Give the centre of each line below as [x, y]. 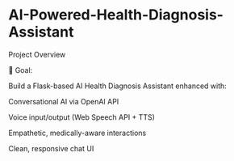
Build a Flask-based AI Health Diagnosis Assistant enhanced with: [118, 86]
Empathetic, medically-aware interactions [77, 133]
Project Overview [37, 54]
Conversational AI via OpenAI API [64, 101]
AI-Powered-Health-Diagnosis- [116, 15]
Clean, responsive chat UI [51, 148]
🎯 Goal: [21, 70]
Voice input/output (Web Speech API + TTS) [82, 117]
